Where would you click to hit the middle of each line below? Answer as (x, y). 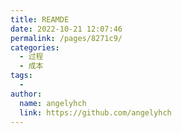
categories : (35, 47)
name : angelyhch (53, 103)
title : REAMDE (40, 19)
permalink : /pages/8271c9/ (66, 38)
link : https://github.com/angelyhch (95, 112)
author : (26, 94)
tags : (21, 76)
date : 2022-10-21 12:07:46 (66, 29)
